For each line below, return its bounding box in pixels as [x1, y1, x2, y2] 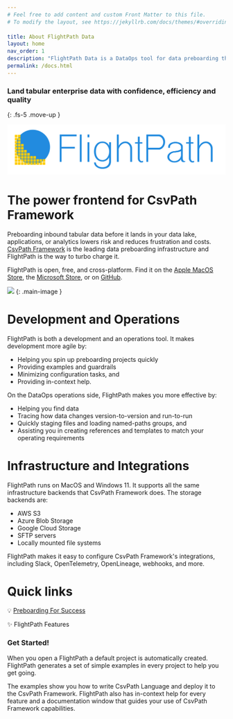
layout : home [7, 40, 45, 48]
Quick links [7, 583, 73, 599]
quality [7, 94, 32, 104]
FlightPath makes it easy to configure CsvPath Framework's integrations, [7, 552, 216, 560]
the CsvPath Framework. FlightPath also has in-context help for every [7, 689, 206, 698]
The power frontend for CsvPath [7, 192, 198, 208]
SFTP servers [17, 531, 57, 539]
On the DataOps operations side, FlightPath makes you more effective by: [7, 390, 217, 399]
